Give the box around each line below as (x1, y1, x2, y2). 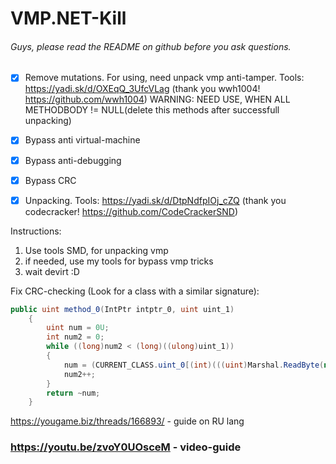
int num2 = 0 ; (46, 332, 105, 342)
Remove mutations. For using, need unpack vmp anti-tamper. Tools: (24, 72, 305, 84)
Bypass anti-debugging (24, 154, 122, 166)
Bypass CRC (24, 174, 77, 186)
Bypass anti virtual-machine (24, 134, 141, 146)
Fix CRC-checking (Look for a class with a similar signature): (10, 285, 260, 297)
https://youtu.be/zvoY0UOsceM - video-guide (10, 440, 242, 454)
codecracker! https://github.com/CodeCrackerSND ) (24, 205, 239, 217)
